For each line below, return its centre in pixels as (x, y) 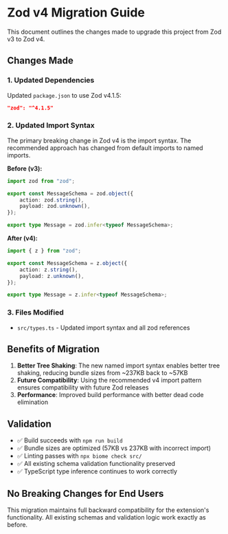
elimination (33, 402)
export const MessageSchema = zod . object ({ (70, 193)
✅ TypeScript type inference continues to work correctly (97, 471)
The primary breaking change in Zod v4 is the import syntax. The (99, 140)
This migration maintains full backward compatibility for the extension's (108, 510)
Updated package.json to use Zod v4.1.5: (64, 95)
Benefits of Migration (54, 349)
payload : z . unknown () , (52, 276)
